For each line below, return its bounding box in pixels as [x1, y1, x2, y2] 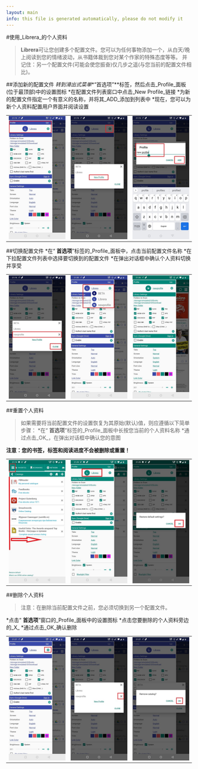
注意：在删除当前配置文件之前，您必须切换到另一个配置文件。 [20, 604, 171, 611]
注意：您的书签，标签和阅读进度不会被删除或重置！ [6, 447, 130, 454]
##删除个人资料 [6, 591, 44, 599]
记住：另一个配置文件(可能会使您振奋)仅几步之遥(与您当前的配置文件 [20, 61, 187, 68]
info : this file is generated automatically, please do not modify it [6, 15, 183, 22]
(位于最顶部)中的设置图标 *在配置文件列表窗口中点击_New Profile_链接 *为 [6, 88, 186, 95]
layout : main [6, 9, 38, 15]
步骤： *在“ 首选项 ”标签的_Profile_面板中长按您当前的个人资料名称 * [20, 427, 184, 434]
